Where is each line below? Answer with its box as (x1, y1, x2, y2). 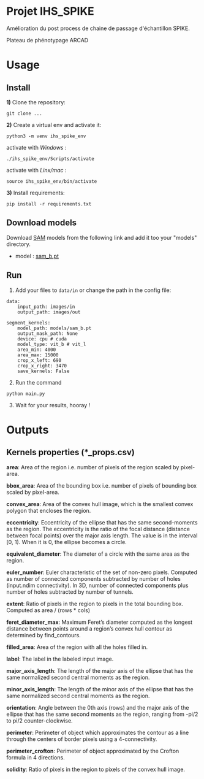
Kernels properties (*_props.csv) (6, 447, 135, 458)
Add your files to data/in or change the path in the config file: (15, 286, 172, 294)
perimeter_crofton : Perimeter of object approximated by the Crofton (6, 747, 179, 754)
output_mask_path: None (17, 330, 78, 337)
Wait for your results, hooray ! (15, 401, 91, 409)
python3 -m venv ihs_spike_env (6, 133, 86, 139)
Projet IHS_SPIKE (6, 4, 95, 18)
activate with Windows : (6, 144, 67, 151)
